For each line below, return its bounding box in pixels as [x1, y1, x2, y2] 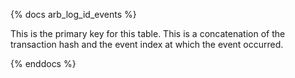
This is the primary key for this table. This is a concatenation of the [10, 28, 286, 39]
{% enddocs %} [10, 58, 77, 69]
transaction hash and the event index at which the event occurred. [10, 39, 284, 50]
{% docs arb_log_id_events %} [10, 9, 137, 20]
